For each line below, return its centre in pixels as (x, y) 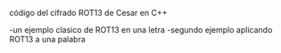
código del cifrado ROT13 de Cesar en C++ (88, 13)
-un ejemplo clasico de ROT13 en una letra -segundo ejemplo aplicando (141, 30)
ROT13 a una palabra (48, 39)
